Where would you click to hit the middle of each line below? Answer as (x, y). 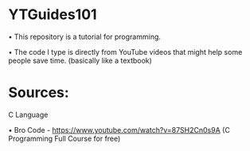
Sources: (39, 93)
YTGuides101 (53, 15)
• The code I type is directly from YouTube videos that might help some (125, 52)
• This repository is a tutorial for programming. (85, 37)
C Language (28, 114)
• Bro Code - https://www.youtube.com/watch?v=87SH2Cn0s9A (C (119, 130)
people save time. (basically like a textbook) (80, 60)
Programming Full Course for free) (64, 138)
